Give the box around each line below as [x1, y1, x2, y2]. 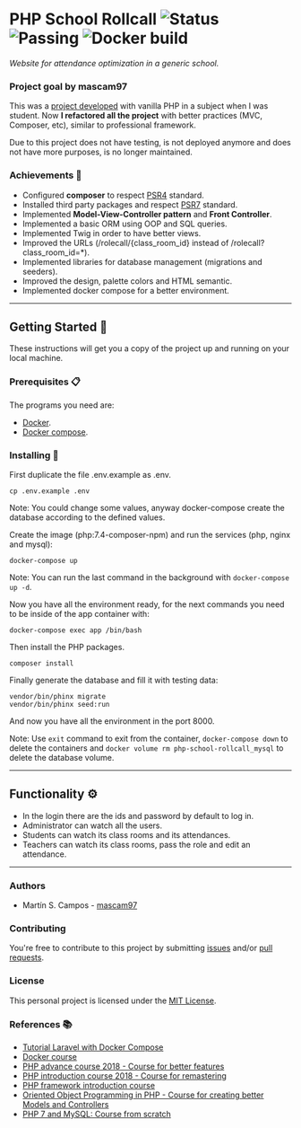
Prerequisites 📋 [9, 375, 81, 388]
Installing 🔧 [9, 449, 59, 462]
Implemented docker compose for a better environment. [21, 285, 230, 295]
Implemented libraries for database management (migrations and [21, 256, 262, 267]
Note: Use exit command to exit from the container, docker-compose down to [9, 733, 288, 744]
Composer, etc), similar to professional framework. [9, 119, 197, 130]
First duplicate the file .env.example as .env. [9, 469, 172, 480]
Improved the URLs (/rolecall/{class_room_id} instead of [21, 237, 229, 248]
